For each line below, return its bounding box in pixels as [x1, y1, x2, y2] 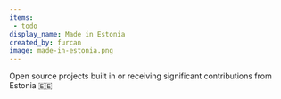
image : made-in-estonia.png [9, 46, 114, 55]
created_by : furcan [9, 37, 82, 47]
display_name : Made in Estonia [9, 29, 126, 38]
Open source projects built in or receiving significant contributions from [9, 70, 272, 81]
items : [9, 12, 34, 22]
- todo [12, 21, 38, 30]
